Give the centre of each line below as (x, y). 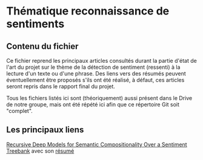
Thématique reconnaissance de (88, 11)
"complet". (20, 111)
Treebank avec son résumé (40, 151)
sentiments (35, 24)
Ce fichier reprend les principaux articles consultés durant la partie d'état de (101, 61)
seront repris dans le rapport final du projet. (61, 86)
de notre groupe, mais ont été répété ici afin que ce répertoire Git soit (93, 104)
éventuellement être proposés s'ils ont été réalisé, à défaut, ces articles (95, 80)
